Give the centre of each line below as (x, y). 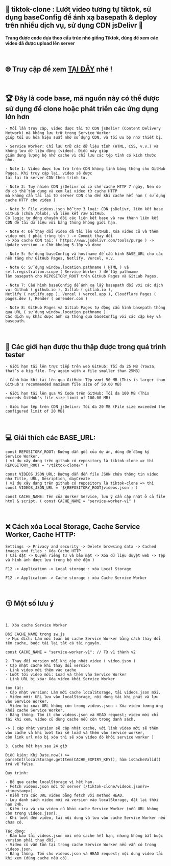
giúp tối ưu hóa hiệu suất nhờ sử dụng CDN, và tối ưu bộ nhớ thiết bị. (84, 138)
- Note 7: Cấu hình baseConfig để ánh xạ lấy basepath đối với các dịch (84, 285)
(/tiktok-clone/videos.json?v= (116, 786)
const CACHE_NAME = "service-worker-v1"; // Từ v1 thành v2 (71, 652)
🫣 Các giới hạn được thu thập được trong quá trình (86, 347)
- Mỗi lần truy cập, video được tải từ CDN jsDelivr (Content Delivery (83, 128)
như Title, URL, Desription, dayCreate (48, 479)
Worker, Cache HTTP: (41, 535)
